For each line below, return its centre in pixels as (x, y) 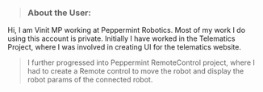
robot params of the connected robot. (90, 80)
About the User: (59, 13)
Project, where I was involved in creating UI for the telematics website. (124, 47)
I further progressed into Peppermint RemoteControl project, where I (141, 62)
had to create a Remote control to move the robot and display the (136, 71)
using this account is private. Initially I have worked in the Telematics (121, 38)
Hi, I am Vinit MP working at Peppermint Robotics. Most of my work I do (127, 30)
